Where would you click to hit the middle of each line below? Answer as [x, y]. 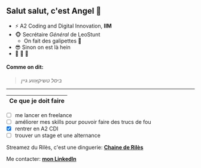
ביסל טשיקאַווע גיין [41, 81]
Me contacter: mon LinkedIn [41, 159]
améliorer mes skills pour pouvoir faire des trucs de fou [83, 122]
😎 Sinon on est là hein [42, 47]
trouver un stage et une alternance [57, 136]
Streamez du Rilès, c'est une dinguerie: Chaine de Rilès [75, 148]
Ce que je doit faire [37, 101]
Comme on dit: [25, 67]
